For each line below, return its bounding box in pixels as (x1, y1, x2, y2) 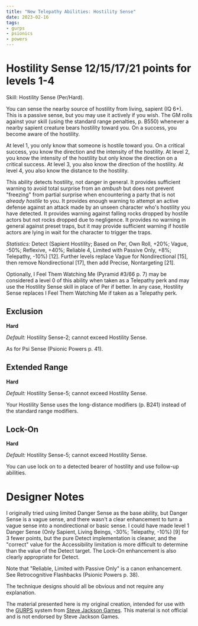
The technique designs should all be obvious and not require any (6, 583, 164, 590)
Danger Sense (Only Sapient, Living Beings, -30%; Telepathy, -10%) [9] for (6, 528, 189, 535)
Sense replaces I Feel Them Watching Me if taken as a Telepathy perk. (6, 289, 178, 296)
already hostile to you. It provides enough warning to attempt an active (6, 197, 179, 204)
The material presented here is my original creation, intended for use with (6, 601, 185, 608)
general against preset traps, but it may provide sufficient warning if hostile (6, 222, 189, 230)
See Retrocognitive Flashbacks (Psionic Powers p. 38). (6, 572, 140, 579)
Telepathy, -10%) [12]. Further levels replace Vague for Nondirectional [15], (6, 253, 188, 260)
